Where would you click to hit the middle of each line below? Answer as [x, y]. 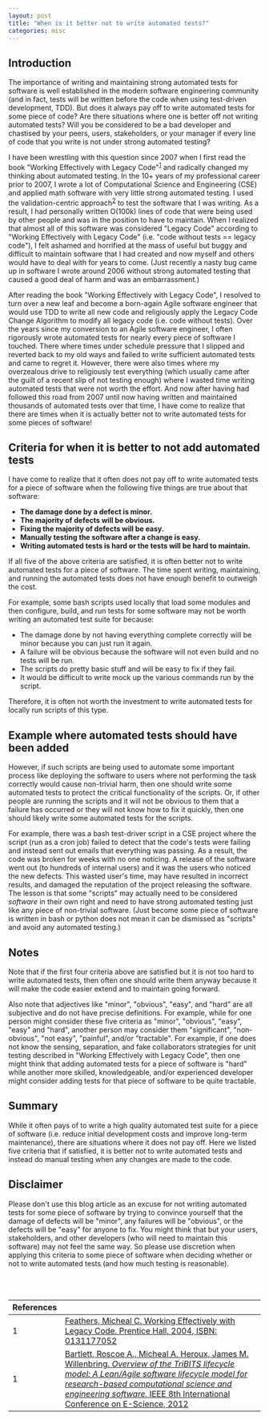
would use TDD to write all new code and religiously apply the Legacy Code [133, 312]
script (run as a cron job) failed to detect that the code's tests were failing [129, 843]
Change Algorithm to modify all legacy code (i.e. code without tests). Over [131, 320]
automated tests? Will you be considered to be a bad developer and [120, 125]
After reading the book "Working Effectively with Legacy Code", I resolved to [134, 295]
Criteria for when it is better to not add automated [134, 447]
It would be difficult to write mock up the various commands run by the [137, 678]
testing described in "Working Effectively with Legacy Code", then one [124, 1055]
